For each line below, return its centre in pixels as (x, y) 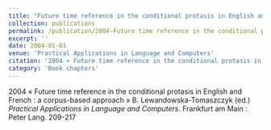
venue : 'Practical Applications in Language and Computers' (112, 53)
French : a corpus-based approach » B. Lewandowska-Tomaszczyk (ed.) (129, 100)
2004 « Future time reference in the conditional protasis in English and (125, 91)
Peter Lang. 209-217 (42, 117)
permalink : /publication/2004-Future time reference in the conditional (133, 31)
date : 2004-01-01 (38, 46)
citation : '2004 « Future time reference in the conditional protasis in (135, 61)
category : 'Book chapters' (54, 69)
